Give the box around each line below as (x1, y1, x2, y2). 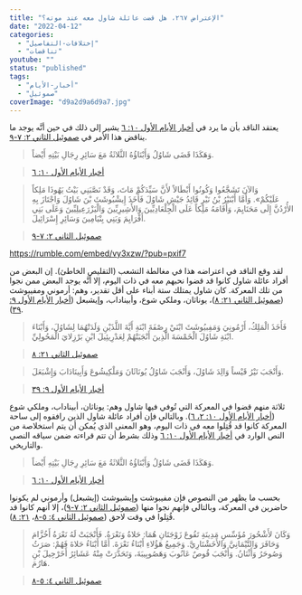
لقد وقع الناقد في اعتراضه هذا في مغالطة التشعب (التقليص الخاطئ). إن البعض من (9, 266, 284, 277)
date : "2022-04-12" (9, 22, 83, 31)
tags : (9, 72, 30, 81)
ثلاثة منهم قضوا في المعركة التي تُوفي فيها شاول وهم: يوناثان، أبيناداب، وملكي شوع (9, 401, 286, 412)
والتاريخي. (9, 439, 43, 450)
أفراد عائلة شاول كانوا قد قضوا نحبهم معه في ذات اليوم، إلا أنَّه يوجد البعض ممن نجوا (9, 275, 289, 286)
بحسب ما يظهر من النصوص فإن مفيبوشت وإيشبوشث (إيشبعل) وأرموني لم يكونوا (9, 492, 280, 503)
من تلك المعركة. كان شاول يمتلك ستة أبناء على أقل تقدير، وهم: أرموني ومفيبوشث (9, 285, 283, 296)
